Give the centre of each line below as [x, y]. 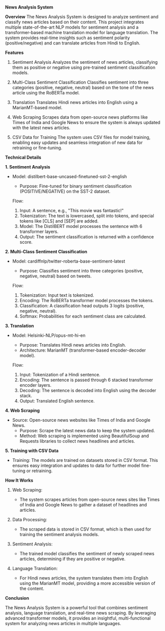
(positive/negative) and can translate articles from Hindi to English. [73, 43]
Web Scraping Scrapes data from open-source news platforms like [80, 117]
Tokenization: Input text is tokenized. [57, 295]
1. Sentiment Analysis [28, 167]
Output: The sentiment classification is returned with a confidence [87, 237]
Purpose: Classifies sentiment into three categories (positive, [82, 271]
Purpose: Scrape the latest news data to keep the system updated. [87, 430]
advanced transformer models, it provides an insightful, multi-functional [78, 618]
